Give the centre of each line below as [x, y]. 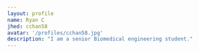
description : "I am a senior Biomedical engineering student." [100, 39]
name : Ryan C [26, 20]
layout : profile [30, 13]
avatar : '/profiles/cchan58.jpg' [55, 33]
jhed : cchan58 [28, 26]
